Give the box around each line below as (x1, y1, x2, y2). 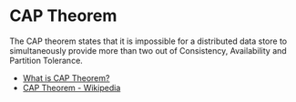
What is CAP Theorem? (22, 72, 110, 83)
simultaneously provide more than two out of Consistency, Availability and (9, 45, 287, 56)
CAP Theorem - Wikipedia (22, 82, 121, 93)
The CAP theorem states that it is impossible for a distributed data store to (9, 36, 288, 46)
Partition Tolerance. (9, 55, 84, 66)
